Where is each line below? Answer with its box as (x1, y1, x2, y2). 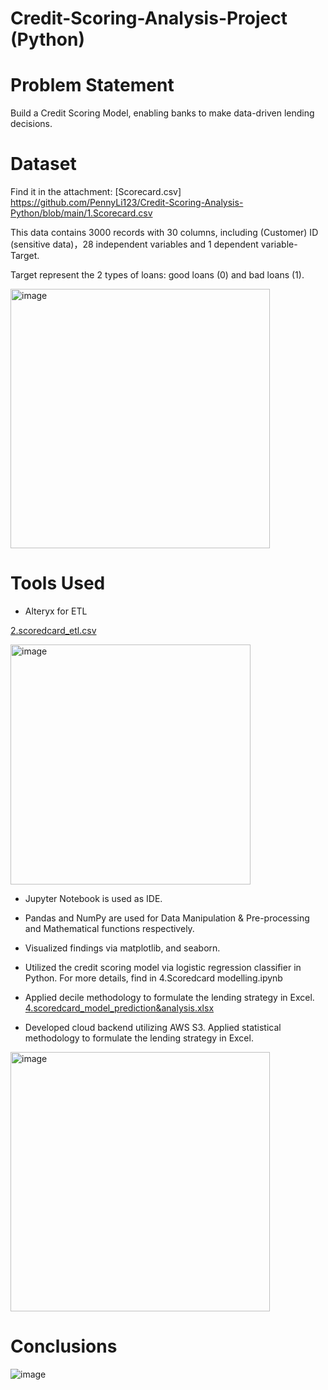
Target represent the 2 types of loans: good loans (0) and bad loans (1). (10, 269, 305, 281)
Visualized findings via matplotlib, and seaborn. (24, 942, 221, 954)
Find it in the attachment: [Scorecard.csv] (10, 186, 182, 198)
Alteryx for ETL (24, 605, 88, 617)
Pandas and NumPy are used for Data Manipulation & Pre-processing (24, 912, 310, 924)
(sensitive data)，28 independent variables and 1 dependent (10, 238, 259, 251)
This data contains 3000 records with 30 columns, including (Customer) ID (10, 227, 319, 239)
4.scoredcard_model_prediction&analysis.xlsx (24, 1002, 215, 1014)
